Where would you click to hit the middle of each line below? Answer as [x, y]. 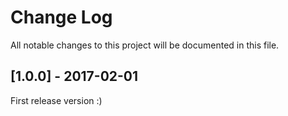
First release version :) [56, 100]
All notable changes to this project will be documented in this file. [145, 45]
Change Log [61, 17]
